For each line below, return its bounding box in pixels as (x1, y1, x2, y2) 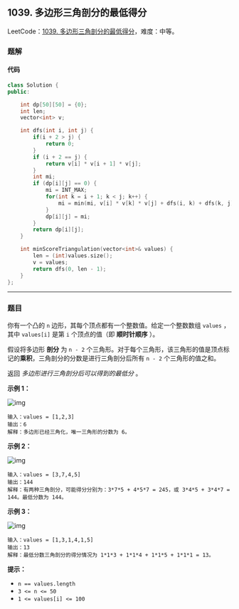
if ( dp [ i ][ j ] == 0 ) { (33, 180, 97, 187)
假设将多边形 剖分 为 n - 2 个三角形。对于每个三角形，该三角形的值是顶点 (7, 345, 224, 353)
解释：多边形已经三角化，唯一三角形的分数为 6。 (7, 429, 130, 436)
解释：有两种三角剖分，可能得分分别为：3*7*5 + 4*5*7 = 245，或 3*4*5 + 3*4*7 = (7, 486, 230, 493)
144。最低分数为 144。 (7, 493, 68, 501)
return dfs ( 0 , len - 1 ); (33, 265, 107, 272)
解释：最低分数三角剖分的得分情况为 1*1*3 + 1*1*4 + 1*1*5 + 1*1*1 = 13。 (7, 551, 215, 559)
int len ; (20, 107, 46, 115)
